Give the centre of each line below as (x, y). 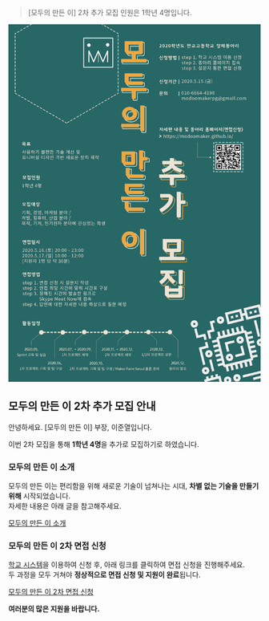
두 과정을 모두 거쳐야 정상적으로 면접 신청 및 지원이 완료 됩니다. (105, 575)
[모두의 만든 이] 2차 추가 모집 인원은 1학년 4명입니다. (110, 12)
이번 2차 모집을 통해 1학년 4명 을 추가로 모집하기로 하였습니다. (104, 444)
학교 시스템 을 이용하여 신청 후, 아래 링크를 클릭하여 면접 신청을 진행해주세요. (127, 565)
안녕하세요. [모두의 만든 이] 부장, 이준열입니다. (80, 427)
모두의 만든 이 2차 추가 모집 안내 (82, 406)
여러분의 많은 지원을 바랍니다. (54, 609)
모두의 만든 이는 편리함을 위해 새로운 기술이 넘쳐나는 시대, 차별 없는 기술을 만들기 (134, 485)
